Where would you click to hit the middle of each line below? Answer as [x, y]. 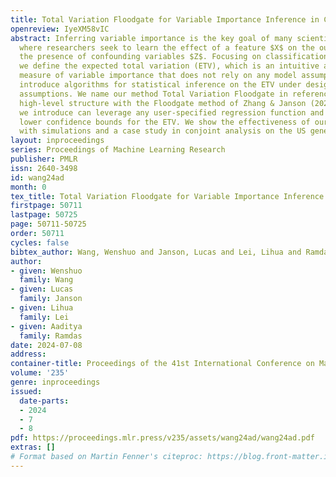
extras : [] [33, 447]
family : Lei [44, 317]
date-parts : [44, 401]
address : [28, 354]
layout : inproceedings [57, 141]
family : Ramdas [51, 336]
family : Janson [51, 299]
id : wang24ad [37, 177]
